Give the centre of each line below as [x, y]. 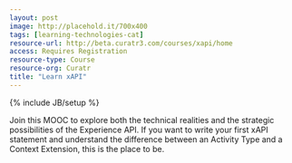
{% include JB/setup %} [54, 102]
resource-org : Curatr [50, 69]
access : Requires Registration [68, 52]
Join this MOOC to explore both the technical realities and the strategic [142, 120]
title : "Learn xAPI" [49, 77]
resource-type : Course [52, 60]
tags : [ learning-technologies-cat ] [77, 34]
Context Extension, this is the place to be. [87, 149]
